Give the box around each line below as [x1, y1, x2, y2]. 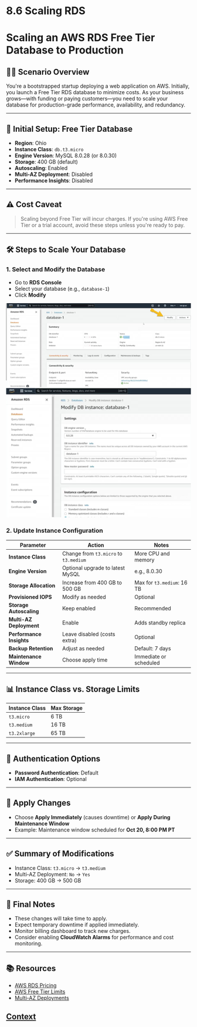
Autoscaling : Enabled [14, 165, 68, 171]
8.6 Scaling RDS [6, 4, 86, 18]
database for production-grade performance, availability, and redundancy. [6, 101, 186, 108]
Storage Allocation [8, 582, 56, 589]
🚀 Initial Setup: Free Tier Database [6, 124, 133, 134]
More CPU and [134, 550, 170, 557]
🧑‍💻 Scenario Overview [6, 67, 90, 77]
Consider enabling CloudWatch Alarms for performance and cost [14, 934, 174, 941]
